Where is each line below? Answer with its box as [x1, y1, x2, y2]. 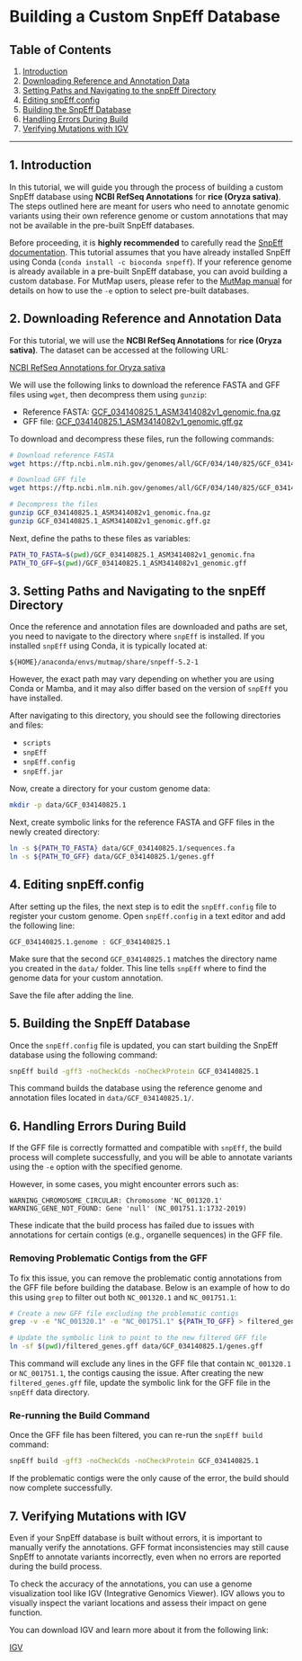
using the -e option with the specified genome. [9, 1162, 182, 1173]
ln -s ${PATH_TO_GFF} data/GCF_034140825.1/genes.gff [9, 853, 216, 862]
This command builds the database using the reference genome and [9, 1083, 263, 1094]
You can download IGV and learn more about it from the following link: [9, 1625, 269, 1636]
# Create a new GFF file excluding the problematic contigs [9, 1308, 240, 1318]
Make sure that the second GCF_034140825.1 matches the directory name [9, 953, 278, 964]
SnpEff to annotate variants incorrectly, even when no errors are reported [9, 1551, 281, 1562]
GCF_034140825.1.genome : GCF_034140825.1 [9, 937, 171, 946]
